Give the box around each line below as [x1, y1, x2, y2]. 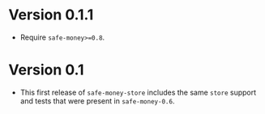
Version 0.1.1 [8, 6, 94, 24]
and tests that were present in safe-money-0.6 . [19, 95, 175, 106]
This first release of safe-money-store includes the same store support [19, 87, 257, 97]
